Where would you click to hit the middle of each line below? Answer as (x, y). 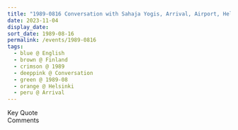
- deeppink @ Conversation (53, 73)
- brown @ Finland (41, 60)
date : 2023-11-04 (33, 20)
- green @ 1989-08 (41, 79)
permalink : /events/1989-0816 (52, 40)
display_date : (28, 27)
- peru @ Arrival (39, 93)
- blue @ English (39, 54)
